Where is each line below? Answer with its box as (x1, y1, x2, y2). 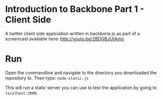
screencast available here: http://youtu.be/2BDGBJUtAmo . (5, 36, 126, 42)
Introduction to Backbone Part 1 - (5, 3, 145, 15)
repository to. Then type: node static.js (5, 75, 89, 81)
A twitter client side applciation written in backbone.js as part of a (5, 30, 140, 36)
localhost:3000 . (5, 90, 38, 96)
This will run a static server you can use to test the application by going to (5, 85, 157, 91)
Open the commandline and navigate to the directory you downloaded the (5, 70, 157, 76)
